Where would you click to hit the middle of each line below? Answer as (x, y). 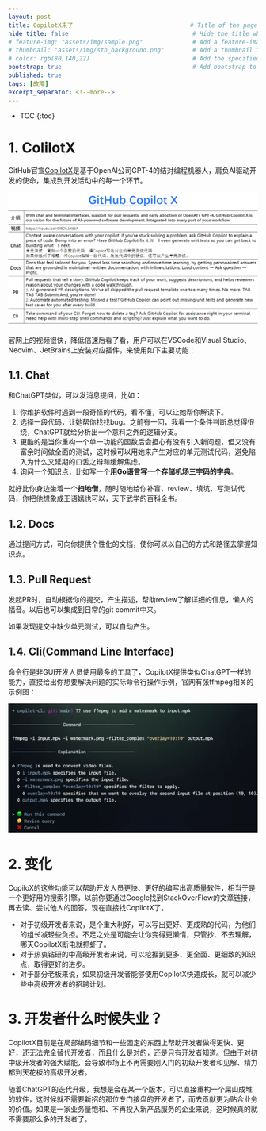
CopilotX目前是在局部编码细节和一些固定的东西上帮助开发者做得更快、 (123, 1042)
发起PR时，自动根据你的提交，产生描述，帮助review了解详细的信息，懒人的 (131, 600)
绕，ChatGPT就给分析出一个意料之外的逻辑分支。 (101, 432)
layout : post (30, 17)
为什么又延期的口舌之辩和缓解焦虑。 (85, 462)
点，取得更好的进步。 (54, 964)
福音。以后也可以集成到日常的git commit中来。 (84, 610)
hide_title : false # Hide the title (129, 33)
